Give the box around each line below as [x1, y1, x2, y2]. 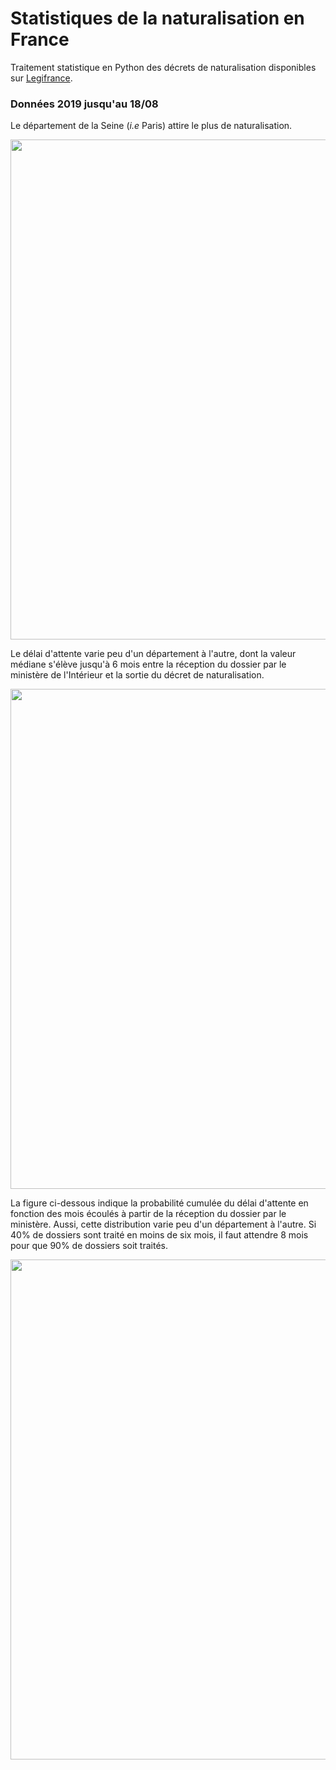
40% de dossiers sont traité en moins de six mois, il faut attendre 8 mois [10, 1229, 309, 1241]
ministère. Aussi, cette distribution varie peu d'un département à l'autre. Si [10, 1218, 317, 1231]
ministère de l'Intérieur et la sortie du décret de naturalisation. [10, 669, 265, 681]
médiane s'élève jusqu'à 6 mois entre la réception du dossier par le [10, 658, 287, 671]
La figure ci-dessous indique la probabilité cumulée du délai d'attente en [10, 1197, 309, 1209]
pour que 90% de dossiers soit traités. [10, 1240, 168, 1252]
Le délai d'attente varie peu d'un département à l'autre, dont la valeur [10, 648, 297, 660]
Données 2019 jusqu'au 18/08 [10, 97, 159, 111]
